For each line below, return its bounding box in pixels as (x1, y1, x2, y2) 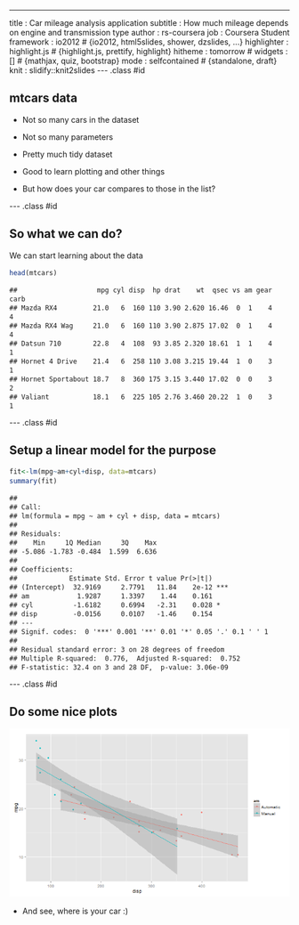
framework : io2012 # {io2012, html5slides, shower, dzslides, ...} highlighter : (9, 37, 289, 47)
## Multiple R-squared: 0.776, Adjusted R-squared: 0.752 (9, 654, 241, 663)
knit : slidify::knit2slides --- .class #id (9, 65, 145, 76)
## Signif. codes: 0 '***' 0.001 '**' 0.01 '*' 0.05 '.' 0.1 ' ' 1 (9, 628, 269, 637)
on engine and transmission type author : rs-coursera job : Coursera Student (9, 28, 290, 37)
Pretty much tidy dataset (21, 149, 113, 159)
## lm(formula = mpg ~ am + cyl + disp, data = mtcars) (9, 512, 221, 521)
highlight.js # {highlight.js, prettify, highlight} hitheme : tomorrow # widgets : (9, 46, 288, 56)
